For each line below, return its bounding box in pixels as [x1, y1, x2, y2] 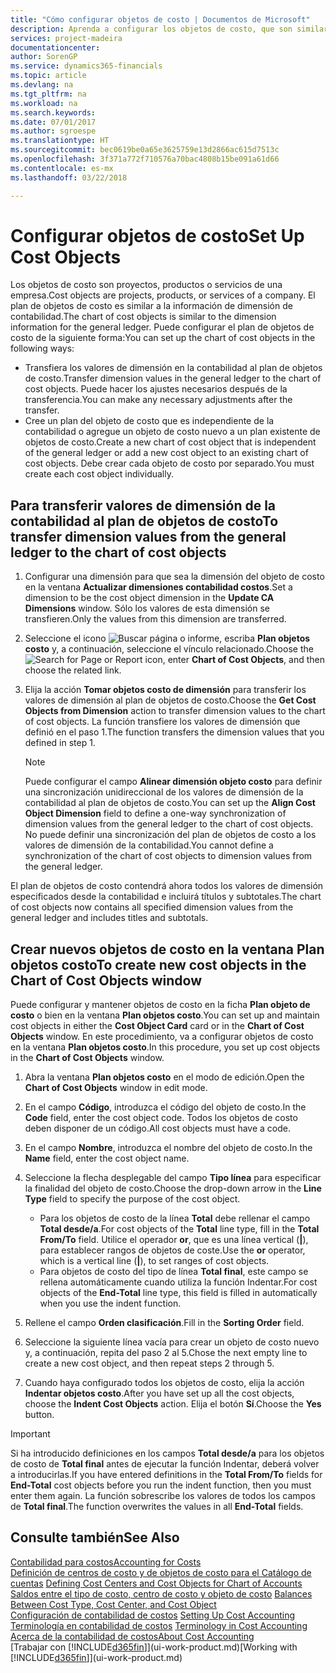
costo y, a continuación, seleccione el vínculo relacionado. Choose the [24, 643, 314, 655]
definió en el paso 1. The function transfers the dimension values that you [24, 726, 325, 738]
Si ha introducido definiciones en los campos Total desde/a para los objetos [10, 1447, 325, 1460]
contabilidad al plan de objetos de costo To [10, 512, 279, 530]
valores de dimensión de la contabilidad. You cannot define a [24, 839, 274, 851]
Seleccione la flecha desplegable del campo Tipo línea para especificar [24, 1172, 322, 1184]
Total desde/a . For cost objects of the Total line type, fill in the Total [39, 1223, 320, 1235]
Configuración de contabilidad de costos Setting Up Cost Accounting [10, 1609, 295, 1621]
